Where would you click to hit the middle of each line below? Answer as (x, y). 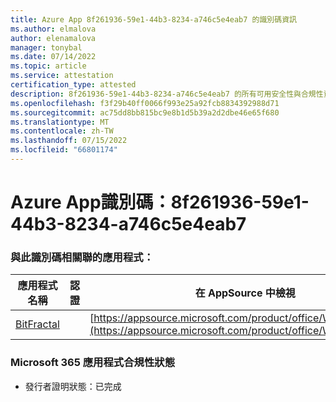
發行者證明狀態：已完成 (73, 386)
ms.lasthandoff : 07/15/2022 (69, 141)
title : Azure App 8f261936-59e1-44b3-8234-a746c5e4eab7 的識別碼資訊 (153, 19)
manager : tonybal (46, 47)
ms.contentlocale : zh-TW (62, 131)
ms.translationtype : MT (60, 122)
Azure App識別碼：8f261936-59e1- (160, 202)
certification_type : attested (73, 85)
